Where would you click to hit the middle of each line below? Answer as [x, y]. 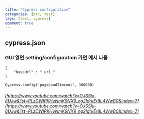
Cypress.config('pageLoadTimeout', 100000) [50, 85]
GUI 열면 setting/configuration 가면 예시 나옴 [56, 57]
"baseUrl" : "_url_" [34, 72]
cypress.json [25, 42]
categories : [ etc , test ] [30, 14]
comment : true [19, 23]
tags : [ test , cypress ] [28, 18]
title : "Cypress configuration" [38, 9]
